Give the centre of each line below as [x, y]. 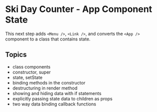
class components [31, 66]
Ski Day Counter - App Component [79, 9]
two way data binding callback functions [54, 104]
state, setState [27, 77]
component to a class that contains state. [48, 39]
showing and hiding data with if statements [57, 93]
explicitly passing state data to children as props [62, 98]
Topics [16, 55]
